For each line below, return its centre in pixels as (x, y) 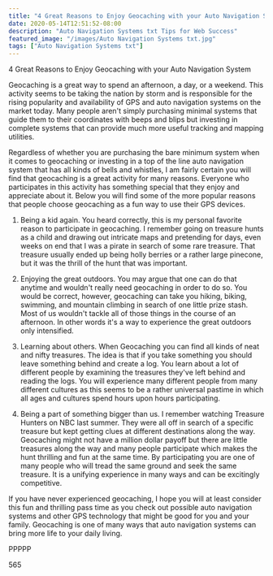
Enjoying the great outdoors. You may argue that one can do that (128, 279)
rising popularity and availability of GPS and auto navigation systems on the (135, 102)
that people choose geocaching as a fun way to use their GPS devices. (127, 205)
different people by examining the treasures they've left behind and (133, 372)
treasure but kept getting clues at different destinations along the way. (138, 431)
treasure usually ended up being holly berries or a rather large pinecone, (142, 255)
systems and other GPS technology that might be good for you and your (129, 516)
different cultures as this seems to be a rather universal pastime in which (142, 390)
